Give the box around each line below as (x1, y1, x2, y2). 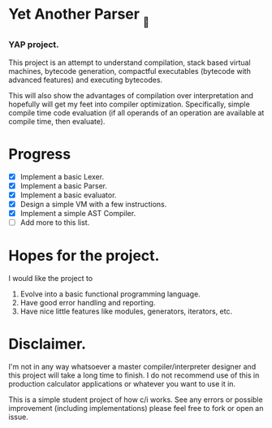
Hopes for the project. (8, 247, 160, 265)
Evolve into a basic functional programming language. (19, 289, 201, 299)
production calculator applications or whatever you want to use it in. (8, 378, 236, 388)
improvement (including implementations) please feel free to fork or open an (8, 403, 264, 413)
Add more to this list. (19, 217, 90, 227)
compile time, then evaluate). (8, 116, 106, 126)
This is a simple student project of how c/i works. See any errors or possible (8, 395, 263, 404)
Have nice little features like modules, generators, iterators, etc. (19, 306, 233, 316)
